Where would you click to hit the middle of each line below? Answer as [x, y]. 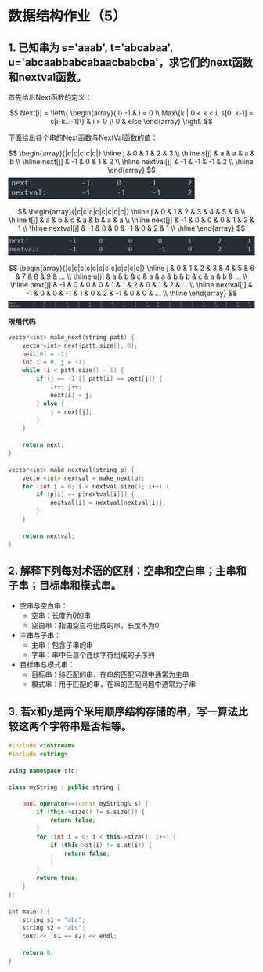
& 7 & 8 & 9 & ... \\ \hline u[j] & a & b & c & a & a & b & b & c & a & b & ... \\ [131, 276]
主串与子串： [40, 635]
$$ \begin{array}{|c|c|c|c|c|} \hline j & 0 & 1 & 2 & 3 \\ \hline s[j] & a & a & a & [131, 153]
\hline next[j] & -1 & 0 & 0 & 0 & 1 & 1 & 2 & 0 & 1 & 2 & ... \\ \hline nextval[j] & [131, 284]
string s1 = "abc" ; [54, 919]
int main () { [29, 912]
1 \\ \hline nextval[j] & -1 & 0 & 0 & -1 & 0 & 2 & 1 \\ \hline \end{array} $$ [131, 228]
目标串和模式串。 [80, 585]
